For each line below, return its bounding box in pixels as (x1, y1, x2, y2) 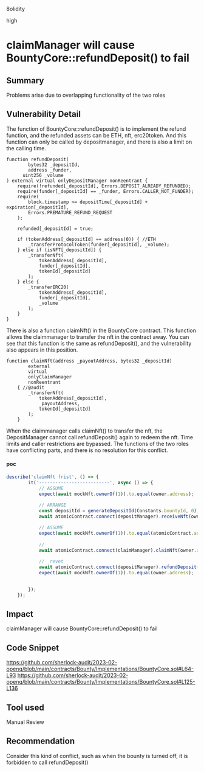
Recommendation (6, 736, 75, 746)
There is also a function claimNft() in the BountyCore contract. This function (6, 327, 196, 334)
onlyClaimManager (28, 374, 72, 380)
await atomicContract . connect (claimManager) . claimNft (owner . (38, 547, 197, 553)
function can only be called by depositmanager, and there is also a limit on (6, 138, 192, 145)
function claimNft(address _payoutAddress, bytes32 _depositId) (6, 358, 172, 364)
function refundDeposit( (6, 156, 69, 162)
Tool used (6, 702, 44, 712)
